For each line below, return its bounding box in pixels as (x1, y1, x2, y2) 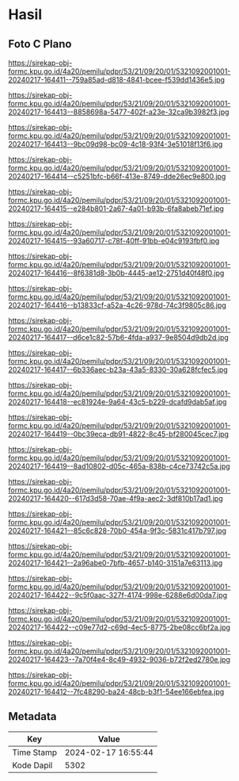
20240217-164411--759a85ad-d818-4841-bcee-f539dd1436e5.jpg (8, 75, 226, 84)
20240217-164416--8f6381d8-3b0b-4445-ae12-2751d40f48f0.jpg (8, 268, 225, 278)
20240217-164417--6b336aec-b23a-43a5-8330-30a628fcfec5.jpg (8, 365, 228, 374)
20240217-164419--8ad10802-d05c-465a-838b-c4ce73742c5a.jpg (8, 461, 231, 471)
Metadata (8, 710, 57, 723)
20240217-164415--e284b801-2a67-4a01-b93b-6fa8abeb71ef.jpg (8, 204, 224, 213)
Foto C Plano (8, 37, 72, 51)
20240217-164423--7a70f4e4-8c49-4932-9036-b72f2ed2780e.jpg (8, 655, 231, 664)
